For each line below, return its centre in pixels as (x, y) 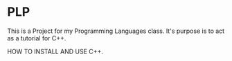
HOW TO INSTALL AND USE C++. (55, 51)
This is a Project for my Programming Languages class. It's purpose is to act (116, 31)
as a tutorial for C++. (37, 38)
